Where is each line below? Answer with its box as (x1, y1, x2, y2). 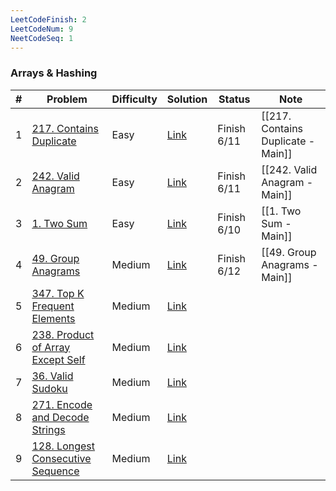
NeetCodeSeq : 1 (10, 33, 74, 43)
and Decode (31, 410, 90, 424)
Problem (46, 92, 88, 106)
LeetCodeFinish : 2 (10, 14, 87, 25)
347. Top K (31, 286, 85, 300)
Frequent (31, 299, 75, 313)
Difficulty (111, 92, 158, 106)
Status (218, 92, 251, 106)
